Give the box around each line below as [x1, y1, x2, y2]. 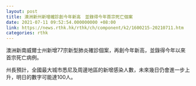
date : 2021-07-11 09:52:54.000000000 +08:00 [6, 19, 116, 25]
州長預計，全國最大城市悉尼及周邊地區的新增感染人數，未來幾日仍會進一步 [6, 66, 185, 73]
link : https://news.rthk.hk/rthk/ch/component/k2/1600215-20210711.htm [6, 24, 184, 31]
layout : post [6, 8, 38, 15]
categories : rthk [6, 30, 48, 36]
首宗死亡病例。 [6, 54, 42, 61]
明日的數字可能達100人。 [16, 74, 76, 81]
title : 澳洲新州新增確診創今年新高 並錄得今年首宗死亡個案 [6, 14, 133, 20]
